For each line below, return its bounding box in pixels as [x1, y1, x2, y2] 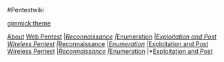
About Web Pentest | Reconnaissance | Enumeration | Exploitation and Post [7, 32, 217, 41]
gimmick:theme [7, 19, 52, 27]
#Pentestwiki [7, 6, 44, 14]
